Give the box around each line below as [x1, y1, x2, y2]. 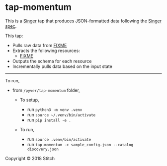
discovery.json [27, 147, 59, 152]
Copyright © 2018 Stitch [5, 155, 55, 161]
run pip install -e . [27, 117, 71, 123]
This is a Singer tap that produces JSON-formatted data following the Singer [5, 18, 162, 24]
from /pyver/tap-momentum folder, [12, 87, 81, 93]
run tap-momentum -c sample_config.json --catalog [27, 141, 134, 147]
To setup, [19, 97, 39, 103]
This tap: [5, 33, 23, 39]
